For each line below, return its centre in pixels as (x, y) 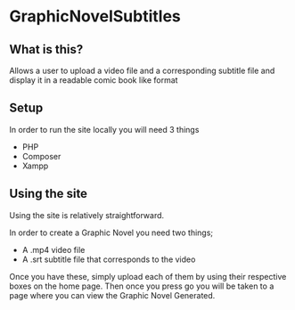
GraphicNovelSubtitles (95, 16)
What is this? (46, 49)
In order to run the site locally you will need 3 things (104, 129)
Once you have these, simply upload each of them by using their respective (148, 276)
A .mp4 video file (53, 249)
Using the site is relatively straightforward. (87, 215)
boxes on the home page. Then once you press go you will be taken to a (142, 286)
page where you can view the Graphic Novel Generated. (112, 295)
